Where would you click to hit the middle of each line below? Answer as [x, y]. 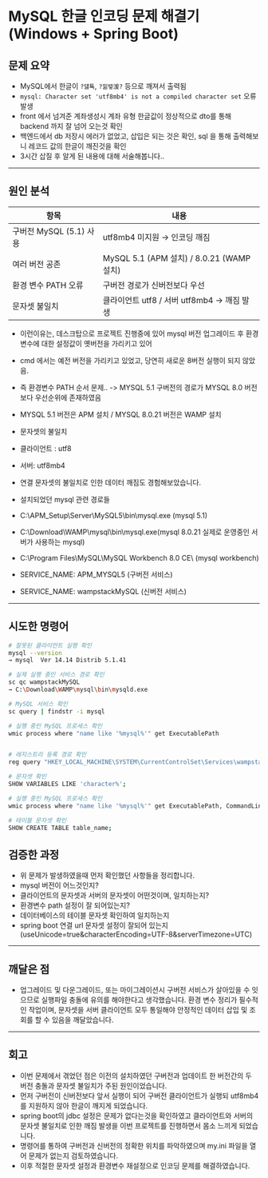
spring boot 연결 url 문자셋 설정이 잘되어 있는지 [94, 925]
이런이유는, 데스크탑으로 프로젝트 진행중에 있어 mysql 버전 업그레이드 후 [132, 333]
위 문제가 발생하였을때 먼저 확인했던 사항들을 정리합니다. [107, 876]
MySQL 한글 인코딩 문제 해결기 [104, 16]
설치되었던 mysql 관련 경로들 [65, 499]
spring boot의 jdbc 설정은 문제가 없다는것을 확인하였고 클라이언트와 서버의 [136, 1116]
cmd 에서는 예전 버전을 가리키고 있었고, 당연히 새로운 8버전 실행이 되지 [130, 360]
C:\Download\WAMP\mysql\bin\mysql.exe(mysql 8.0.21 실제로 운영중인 [134, 532]
